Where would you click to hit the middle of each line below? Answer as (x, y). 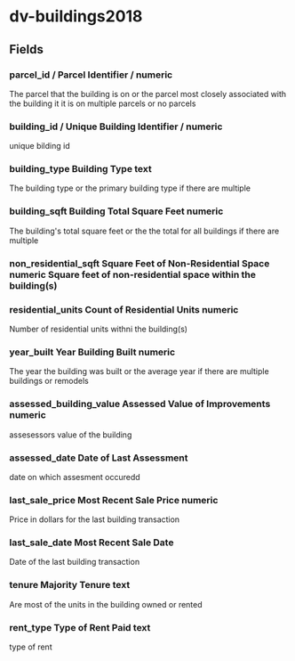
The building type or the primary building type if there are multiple (130, 188)
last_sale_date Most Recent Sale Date (92, 543)
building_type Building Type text (81, 169)
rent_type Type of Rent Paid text (80, 627)
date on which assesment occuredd (75, 477)
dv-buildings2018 (76, 16)
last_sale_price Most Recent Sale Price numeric (114, 500)
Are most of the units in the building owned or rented (106, 604)
